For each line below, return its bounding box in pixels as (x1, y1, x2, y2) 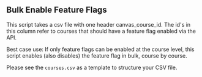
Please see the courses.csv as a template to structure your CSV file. (6, 64, 178, 71)
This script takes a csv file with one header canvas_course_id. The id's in (6, 21, 191, 28)
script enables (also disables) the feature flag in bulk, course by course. (6, 52, 188, 59)
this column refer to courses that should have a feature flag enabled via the (6, 27, 196, 35)
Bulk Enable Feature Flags (6, 5, 107, 15)
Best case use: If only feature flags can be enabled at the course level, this (6, 45, 195, 53)
